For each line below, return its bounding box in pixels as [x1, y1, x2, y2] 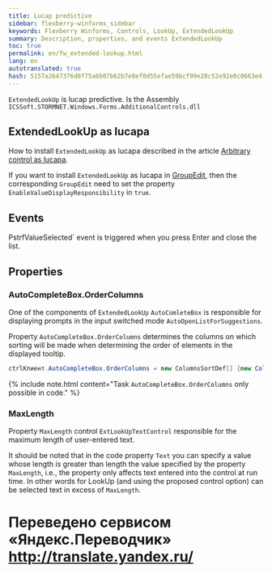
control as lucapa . [8, 155, 69, 164]
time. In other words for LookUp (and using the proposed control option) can [8, 477, 264, 486]
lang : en [8, 57, 38, 66]
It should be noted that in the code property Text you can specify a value [8, 451, 252, 461]
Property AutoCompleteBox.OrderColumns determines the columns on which [8, 331, 257, 341]
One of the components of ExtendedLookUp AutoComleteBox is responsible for [8, 307, 261, 316]
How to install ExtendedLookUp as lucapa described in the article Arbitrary [8, 146, 251, 156]
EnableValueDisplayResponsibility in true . [8, 188, 151, 197]
